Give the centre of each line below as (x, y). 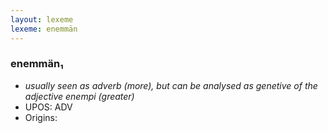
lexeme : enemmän (44, 29)
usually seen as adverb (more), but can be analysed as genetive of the (171, 85)
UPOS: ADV (48, 107)
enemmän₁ (37, 64)
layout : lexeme (42, 19)
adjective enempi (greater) (79, 96)
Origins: (41, 117)
